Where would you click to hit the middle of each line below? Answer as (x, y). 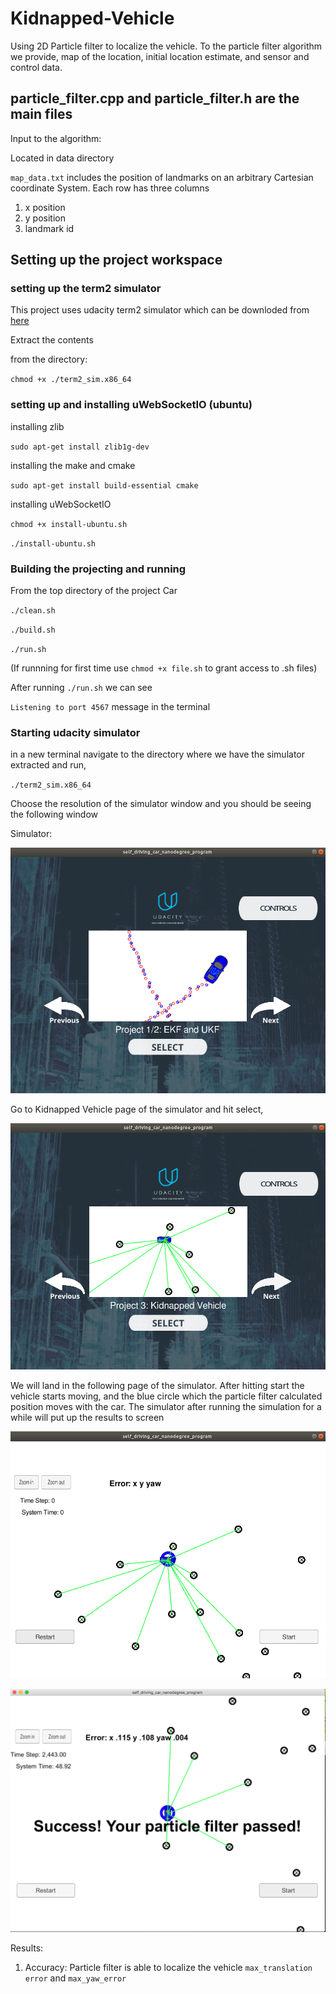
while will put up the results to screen (87, 1417)
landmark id (49, 228)
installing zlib (37, 426)
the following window (54, 814)
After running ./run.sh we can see (81, 688)
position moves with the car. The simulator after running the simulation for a (166, 1406)
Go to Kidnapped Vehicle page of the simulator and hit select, (137, 1109)
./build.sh (33, 630)
